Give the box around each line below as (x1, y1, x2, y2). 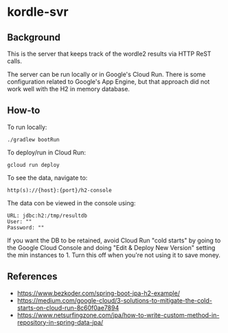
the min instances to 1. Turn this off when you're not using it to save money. (7, 251, 221, 259)
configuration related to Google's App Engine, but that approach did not (7, 78, 210, 86)
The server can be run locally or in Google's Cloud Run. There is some (7, 70, 206, 78)
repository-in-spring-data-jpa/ (16, 318, 104, 326)
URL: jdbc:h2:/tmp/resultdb (7, 212, 88, 219)
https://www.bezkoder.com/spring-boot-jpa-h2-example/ (16, 289, 181, 297)
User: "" (7, 218, 32, 225)
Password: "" (7, 224, 45, 231)
